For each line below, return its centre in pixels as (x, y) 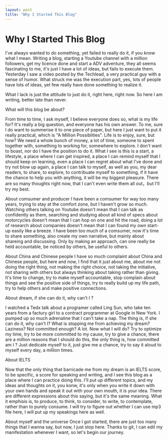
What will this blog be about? (35, 109)
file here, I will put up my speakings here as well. (55, 412)
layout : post (19, 10)
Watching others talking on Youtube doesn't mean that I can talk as (74, 209)
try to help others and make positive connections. (56, 288)
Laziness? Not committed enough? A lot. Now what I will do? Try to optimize (83, 329)
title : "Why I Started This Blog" (41, 14)
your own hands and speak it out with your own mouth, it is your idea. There (83, 391)
